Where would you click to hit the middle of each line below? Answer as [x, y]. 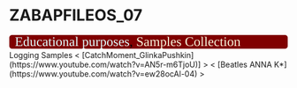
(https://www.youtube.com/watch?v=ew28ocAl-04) [103, 74]
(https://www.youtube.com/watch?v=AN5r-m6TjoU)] [105, 65]
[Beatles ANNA [245, 65]
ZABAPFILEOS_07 [76, 15]
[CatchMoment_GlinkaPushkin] [138, 55]
